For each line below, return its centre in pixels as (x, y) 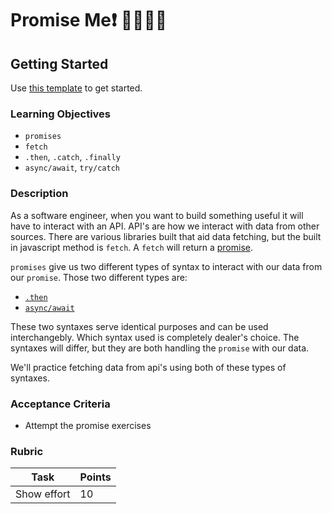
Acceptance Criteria (60, 404)
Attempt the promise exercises (88, 425)
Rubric (27, 451)
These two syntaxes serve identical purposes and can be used (139, 326)
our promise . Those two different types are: (99, 277)
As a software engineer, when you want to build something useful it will (157, 215)
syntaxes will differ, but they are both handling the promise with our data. (160, 348)
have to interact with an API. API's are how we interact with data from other (165, 226)
